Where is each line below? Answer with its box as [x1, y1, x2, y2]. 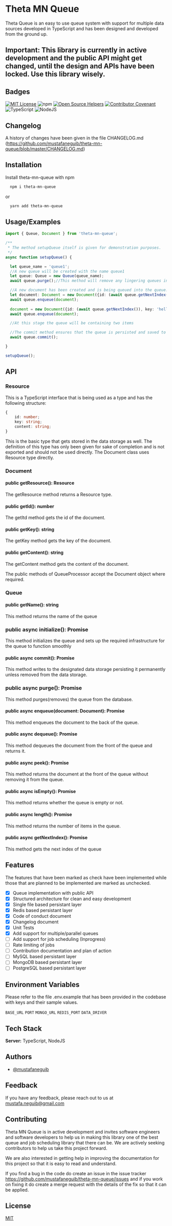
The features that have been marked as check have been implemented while [5, 874, 167, 880]
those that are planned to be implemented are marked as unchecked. [5, 880, 151, 886]
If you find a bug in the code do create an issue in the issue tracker [5, 1170, 147, 1176]
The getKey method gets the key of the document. [5, 538, 112, 544]
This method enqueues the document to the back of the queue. [5, 719, 139, 725]
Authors [5, 1053, 32, 1061]
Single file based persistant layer [12, 901, 82, 907]
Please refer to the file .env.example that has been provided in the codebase [5, 994, 166, 1000]
